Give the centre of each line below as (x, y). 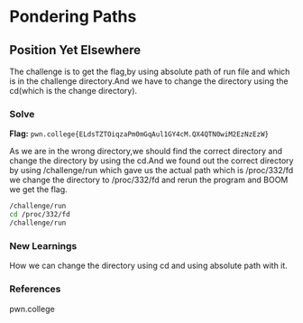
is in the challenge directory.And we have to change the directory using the (149, 81)
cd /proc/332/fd (40, 215)
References (35, 289)
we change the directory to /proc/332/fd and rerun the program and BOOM (149, 180)
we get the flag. (38, 189)
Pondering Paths (73, 17)
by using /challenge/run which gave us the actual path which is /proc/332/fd (151, 171)
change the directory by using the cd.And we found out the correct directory (151, 161)
